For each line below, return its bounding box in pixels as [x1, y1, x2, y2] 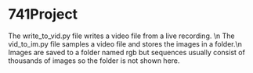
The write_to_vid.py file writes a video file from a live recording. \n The [8, 31, 235, 40]
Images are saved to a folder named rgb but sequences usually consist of [8, 47, 245, 57]
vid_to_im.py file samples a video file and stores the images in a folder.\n [8, 39, 243, 48]
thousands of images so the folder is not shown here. [8, 56, 180, 65]
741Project [8, 5, 78, 23]
